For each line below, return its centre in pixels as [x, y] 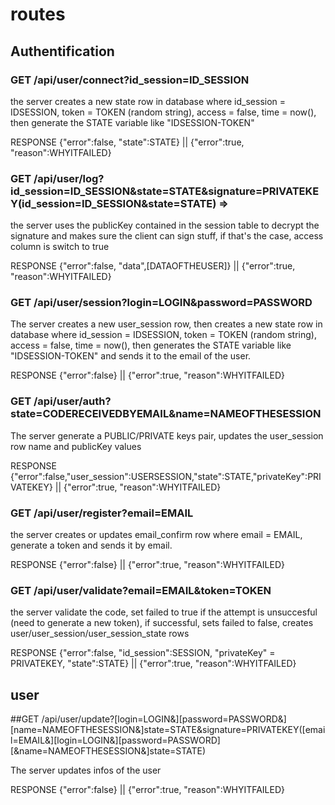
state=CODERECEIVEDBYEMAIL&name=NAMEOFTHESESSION [166, 414]
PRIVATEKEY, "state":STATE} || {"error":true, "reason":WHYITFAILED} [153, 664]
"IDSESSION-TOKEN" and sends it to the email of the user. [131, 356]
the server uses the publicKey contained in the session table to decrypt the [165, 225]
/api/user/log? [69, 178]
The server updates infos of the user [86, 770]
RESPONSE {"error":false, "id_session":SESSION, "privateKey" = [143, 653]
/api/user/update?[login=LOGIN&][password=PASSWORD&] [164, 719]
